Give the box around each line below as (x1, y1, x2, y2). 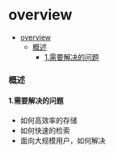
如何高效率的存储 (19, 116, 78, 125)
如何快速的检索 (19, 125, 70, 135)
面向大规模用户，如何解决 (19, 136, 106, 146)
